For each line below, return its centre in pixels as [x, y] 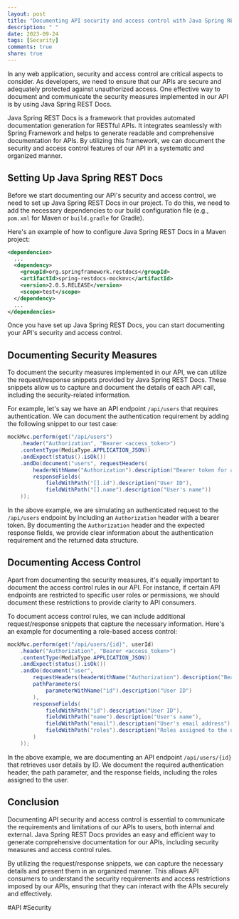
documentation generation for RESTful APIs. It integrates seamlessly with [115, 125]
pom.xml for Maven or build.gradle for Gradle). [76, 218]
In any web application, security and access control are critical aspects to [115, 74]
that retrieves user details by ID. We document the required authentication [116, 765]
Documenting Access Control [74, 563]
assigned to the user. [38, 780]
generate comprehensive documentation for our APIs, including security [113, 842]
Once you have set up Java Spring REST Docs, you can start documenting [116, 325]
